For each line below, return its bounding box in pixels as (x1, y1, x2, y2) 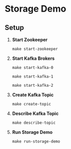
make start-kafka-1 (12, 74, 54, 79)
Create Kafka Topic (12, 92, 54, 98)
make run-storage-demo (12, 139, 60, 144)
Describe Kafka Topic (12, 110, 59, 117)
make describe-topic (12, 120, 56, 125)
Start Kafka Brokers (12, 55, 55, 61)
